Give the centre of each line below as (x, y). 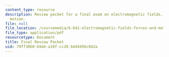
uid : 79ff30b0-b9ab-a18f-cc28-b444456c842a (52, 47)
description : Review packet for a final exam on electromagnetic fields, (84, 14)
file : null (17, 24)
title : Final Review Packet (35, 42)
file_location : (21, 28)
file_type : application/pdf (35, 33)
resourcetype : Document (30, 38)
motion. (18, 19)
